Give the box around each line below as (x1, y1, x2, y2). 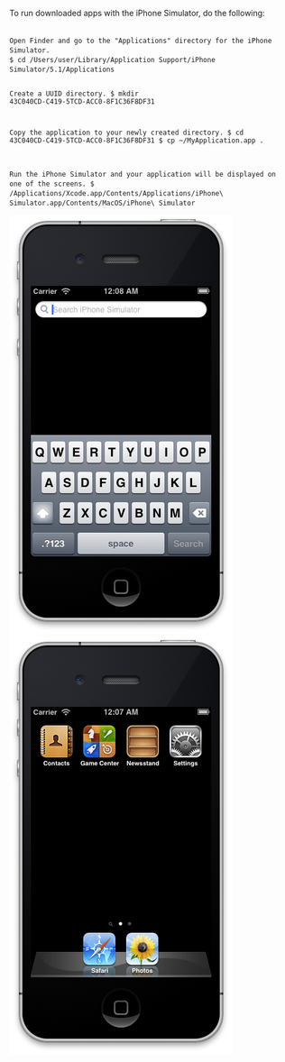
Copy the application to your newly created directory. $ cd (9, 128, 244, 137)
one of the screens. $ (9, 179, 95, 188)
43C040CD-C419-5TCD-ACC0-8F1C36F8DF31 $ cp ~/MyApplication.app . (9, 135, 264, 145)
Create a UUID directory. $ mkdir (9, 89, 140, 98)
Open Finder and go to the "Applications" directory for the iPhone (9, 36, 272, 45)
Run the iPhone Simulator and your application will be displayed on (9, 169, 277, 179)
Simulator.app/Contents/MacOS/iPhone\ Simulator (9, 198, 196, 207)
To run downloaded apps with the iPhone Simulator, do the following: (9, 8, 265, 18)
